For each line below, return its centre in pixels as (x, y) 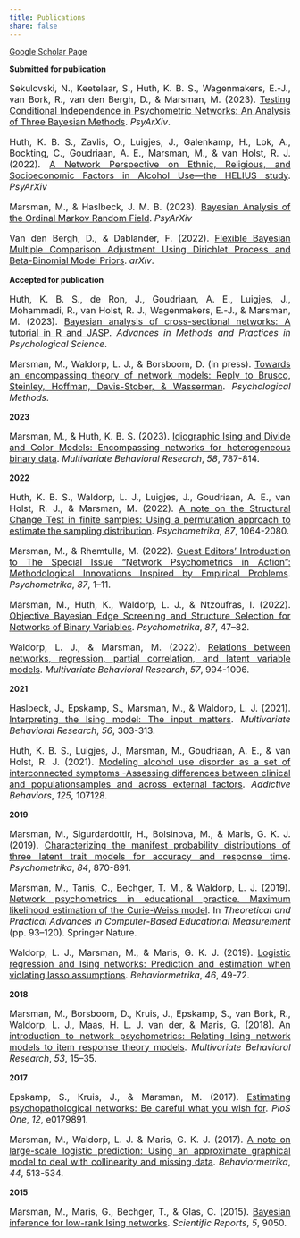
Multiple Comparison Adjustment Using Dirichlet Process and (150, 249)
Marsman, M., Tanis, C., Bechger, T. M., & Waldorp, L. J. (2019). (150, 887)
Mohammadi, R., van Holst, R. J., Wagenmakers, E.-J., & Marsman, (150, 310)
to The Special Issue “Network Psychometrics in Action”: (150, 562)
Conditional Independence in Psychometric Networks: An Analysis (150, 110)
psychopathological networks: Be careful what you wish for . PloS (150, 1108)
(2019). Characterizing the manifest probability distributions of (150, 845)
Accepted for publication (57, 279)
